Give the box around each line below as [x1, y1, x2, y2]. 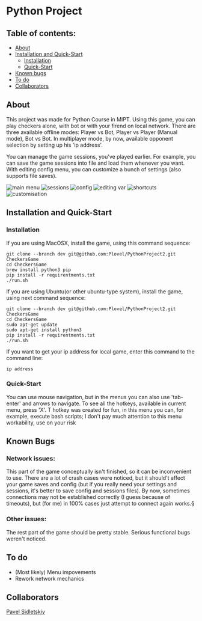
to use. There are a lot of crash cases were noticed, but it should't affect [6, 474, 185, 482]
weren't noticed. [6, 535, 47, 542]
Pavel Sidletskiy [6, 608, 45, 616]
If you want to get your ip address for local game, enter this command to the [6, 347, 195, 355]
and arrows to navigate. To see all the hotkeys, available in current [22, 400, 186, 407]
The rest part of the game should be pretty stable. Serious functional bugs [6, 528, 191, 536]
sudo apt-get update [6, 322, 58, 328]
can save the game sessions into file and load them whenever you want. [6, 159, 185, 167]
